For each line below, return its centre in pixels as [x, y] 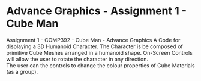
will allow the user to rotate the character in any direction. [77, 59]
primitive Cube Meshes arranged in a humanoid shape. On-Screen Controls [100, 52]
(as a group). [22, 71]
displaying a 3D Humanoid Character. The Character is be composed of [94, 46]
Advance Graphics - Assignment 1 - [97, 11]
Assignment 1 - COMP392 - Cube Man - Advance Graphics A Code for [93, 40]
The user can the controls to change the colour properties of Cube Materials [100, 65]
